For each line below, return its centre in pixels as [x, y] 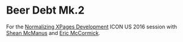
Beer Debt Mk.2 [45, 10]
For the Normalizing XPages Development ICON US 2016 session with [91, 27]
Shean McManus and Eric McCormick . [53, 33]
